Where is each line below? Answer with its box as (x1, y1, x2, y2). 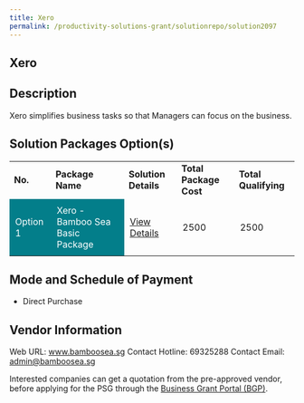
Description (9, 86, 77, 101)
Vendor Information (9, 322, 122, 338)
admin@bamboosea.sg (9, 356, 96, 367)
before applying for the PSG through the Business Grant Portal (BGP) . (9, 383, 269, 394)
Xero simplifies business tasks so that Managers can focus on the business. (9, 110, 292, 120)
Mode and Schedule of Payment (9, 272, 194, 287)
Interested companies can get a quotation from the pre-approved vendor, (9, 373, 283, 385)
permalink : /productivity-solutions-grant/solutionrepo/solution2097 (9, 22, 278, 31)
